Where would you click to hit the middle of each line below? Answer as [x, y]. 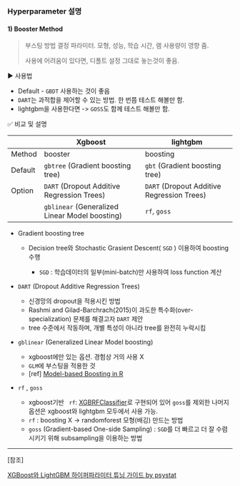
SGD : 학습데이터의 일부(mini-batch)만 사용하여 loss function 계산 [130, 272]
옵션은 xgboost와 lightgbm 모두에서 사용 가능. [93, 411]
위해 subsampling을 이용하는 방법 [95, 438]
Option [22, 191]
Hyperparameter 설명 [45, 11]
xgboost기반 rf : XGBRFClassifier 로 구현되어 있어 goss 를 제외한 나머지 [129, 403]
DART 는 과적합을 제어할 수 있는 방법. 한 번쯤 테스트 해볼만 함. [101, 100]
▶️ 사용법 [20, 76]
